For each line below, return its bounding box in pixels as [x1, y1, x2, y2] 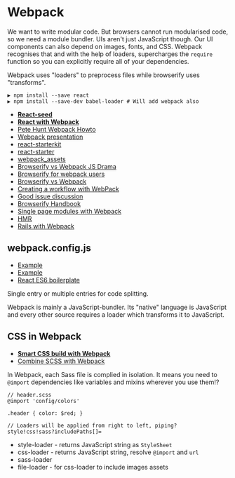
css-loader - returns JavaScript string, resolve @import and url [17, 448, 199, 456]
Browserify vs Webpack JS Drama [17, 162, 117, 170]
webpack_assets [17, 155, 67, 163]
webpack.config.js [7, 243, 91, 254]
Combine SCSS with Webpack [17, 357, 105, 365]
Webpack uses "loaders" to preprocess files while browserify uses [7, 71, 200, 79]
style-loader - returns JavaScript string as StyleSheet [17, 440, 173, 449]
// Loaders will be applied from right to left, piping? [7, 422, 177, 429]
